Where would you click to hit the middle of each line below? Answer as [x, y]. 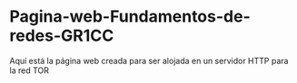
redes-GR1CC [62, 36]
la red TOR [30, 70]
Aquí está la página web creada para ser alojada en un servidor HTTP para [149, 60]
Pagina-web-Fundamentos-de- [130, 17]
